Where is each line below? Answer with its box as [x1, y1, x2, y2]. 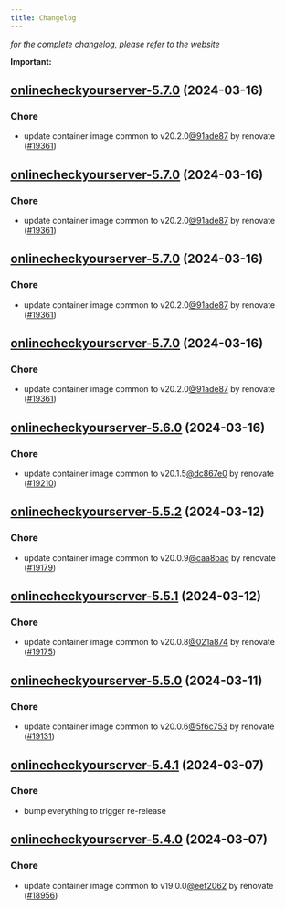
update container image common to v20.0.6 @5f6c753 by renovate [23, 721, 275, 732]
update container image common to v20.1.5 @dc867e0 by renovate [23, 468, 275, 480]
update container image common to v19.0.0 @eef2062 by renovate [23, 880, 274, 891]
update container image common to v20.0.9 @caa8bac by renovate [23, 552, 277, 563]
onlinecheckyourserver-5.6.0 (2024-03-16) [10, 419, 266, 435]
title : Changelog [10, 13, 77, 23]
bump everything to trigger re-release [23, 805, 167, 816]
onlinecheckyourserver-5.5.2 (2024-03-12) [10, 504, 266, 520]
